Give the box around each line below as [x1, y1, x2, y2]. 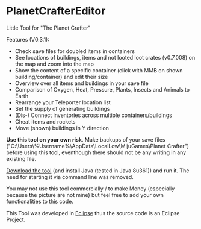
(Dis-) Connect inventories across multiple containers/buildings [14, 111, 173, 119]
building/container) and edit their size [14, 73, 108, 80]
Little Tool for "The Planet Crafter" [6, 24, 91, 31]
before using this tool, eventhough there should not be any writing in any [6, 149, 187, 156]
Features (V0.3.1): [6, 36, 50, 43]
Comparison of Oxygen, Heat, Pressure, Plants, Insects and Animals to [14, 86, 190, 93]
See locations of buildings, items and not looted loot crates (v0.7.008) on [14, 54, 196, 61]
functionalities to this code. [6, 198, 73, 205]
